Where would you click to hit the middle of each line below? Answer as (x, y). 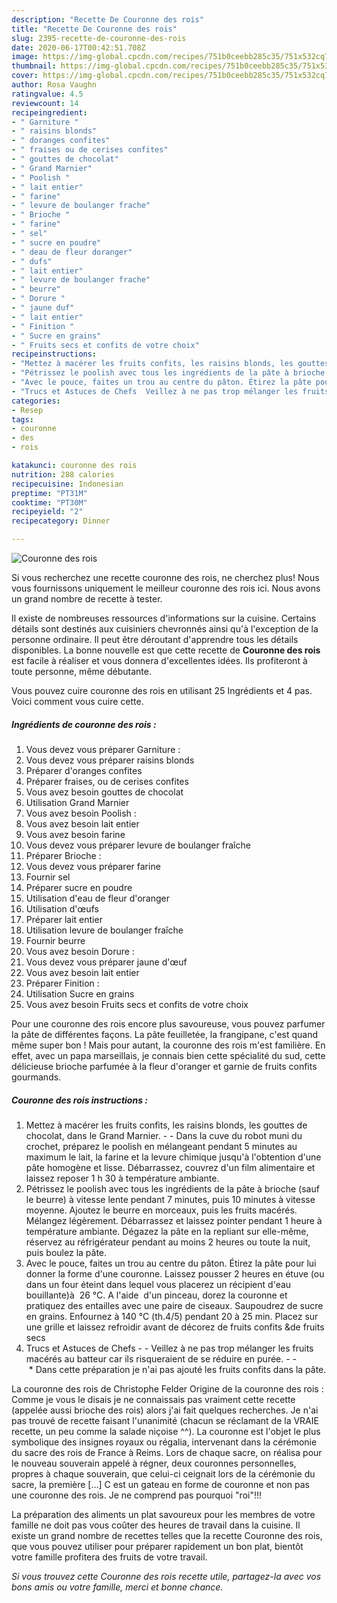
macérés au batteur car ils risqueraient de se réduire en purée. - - (161, 1358)
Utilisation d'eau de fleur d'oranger (98, 898)
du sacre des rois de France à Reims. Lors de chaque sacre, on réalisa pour (167, 1452)
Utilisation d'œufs (62, 908)
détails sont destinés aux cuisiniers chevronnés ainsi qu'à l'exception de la (165, 629)
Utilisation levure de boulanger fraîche (104, 930)
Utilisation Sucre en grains (80, 993)
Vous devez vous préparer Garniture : (103, 749)
